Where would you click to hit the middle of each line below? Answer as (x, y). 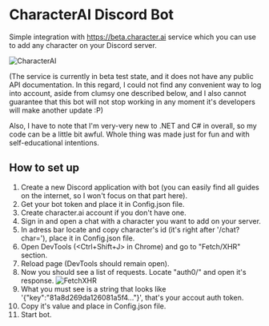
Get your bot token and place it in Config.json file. (102, 204)
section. (34, 255)
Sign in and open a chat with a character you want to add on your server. (141, 221)
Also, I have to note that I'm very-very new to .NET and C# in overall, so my (133, 125)
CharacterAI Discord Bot (92, 15)
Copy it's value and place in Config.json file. (93, 306)
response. (37, 280)
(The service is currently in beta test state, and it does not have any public (132, 76)
